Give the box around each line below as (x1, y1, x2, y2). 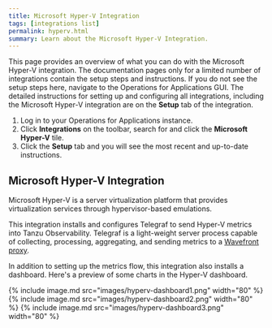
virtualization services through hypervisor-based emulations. (8, 204, 213, 214)
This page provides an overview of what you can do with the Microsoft (8, 57, 245, 67)
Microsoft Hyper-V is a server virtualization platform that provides (8, 196, 228, 205)
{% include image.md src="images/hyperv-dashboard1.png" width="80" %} (8, 286, 264, 296)
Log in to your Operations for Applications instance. (19, 115, 193, 126)
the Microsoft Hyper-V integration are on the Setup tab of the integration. (8, 100, 253, 110)
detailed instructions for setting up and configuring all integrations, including (8, 91, 264, 101)
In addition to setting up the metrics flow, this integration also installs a (8, 261, 244, 271)
